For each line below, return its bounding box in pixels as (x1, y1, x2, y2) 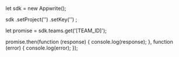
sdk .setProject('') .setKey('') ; (5, 16, 78, 22)
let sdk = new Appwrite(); (5, 5, 66, 12)
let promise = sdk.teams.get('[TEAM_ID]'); (5, 27, 107, 34)
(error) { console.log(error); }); (5, 44, 78, 51)
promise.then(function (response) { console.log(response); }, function (5, 39, 173, 45)
